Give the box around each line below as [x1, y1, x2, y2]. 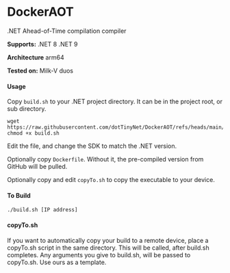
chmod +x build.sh [7, 130, 60, 137]
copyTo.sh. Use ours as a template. [7, 258, 107, 266]
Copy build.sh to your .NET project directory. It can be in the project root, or [7, 97, 222, 106]
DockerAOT [7, 4, 74, 20]
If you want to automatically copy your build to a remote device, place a [7, 236, 209, 244]
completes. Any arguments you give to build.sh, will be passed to [7, 250, 191, 259]
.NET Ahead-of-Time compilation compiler [7, 27, 127, 35]
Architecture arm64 [7, 53, 64, 62]
